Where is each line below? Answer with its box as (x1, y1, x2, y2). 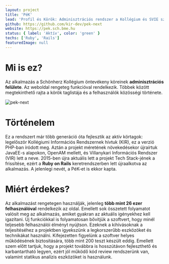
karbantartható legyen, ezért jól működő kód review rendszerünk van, (5, 248, 149, 254)
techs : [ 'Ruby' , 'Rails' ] (5, 36, 59, 41)
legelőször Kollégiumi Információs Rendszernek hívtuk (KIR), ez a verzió (5, 139, 154, 145)
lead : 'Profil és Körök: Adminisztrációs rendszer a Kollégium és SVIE (5, 17, 158, 22)
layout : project (5, 7, 39, 13)
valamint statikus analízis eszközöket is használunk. (5, 253, 113, 260)
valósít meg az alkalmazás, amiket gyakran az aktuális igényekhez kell (5, 210, 151, 217)
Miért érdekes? (5, 183, 70, 195)
